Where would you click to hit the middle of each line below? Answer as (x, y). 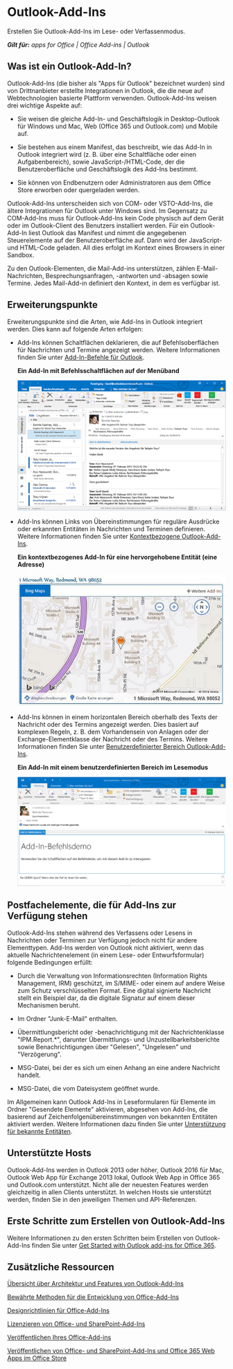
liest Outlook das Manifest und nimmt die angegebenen (108, 232)
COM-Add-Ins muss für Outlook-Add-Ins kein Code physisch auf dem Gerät (115, 218)
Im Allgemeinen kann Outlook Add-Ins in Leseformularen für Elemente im (112, 1102)
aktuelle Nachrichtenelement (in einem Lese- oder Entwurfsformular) (106, 955)
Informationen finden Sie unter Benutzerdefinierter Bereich (101, 747)
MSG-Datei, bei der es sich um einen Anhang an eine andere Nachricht (119, 1067)
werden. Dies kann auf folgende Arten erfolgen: (75, 329)
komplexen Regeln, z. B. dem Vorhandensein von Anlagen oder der (113, 732)
